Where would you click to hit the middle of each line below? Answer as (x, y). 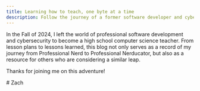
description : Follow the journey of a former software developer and (94, 17)
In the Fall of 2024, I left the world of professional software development (95, 34)
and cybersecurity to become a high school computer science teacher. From (100, 40)
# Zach (15, 82)
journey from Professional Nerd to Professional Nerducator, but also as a (95, 53)
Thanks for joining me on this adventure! (56, 71)
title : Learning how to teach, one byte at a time (70, 12)
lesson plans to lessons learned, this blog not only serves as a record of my (99, 47)
